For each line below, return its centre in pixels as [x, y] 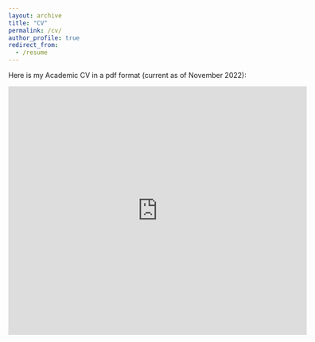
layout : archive [35, 16]
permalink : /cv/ [35, 30]
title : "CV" [28, 23]
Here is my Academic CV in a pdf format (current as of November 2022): [127, 75]
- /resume [31, 52]
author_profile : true [44, 38]
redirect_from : [33, 45]
